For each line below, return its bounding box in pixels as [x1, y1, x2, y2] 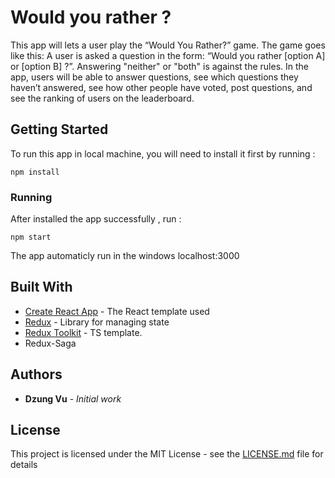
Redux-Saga [24, 337, 77, 349]
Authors [10, 366, 63, 383]
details [10, 459, 38, 471]
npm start [10, 232, 52, 243]
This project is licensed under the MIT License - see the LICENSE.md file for [10, 448, 324, 460]
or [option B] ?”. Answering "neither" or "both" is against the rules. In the [10, 60, 309, 72]
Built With [10, 279, 73, 296]
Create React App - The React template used [24, 305, 210, 317]
